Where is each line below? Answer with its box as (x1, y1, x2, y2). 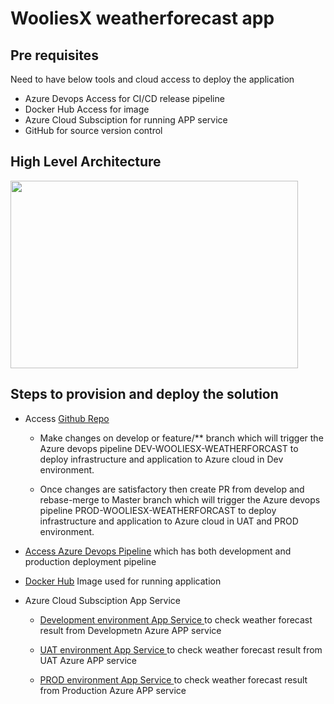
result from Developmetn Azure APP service (39, 624, 222, 636)
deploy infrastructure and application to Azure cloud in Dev (39, 453, 284, 465)
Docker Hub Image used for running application (24, 575, 222, 587)
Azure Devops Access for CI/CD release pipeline (24, 93, 225, 104)
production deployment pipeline (24, 555, 157, 567)
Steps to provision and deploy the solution (10, 386, 279, 403)
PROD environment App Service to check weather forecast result (39, 673, 308, 686)
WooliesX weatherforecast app (10, 7, 275, 30)
